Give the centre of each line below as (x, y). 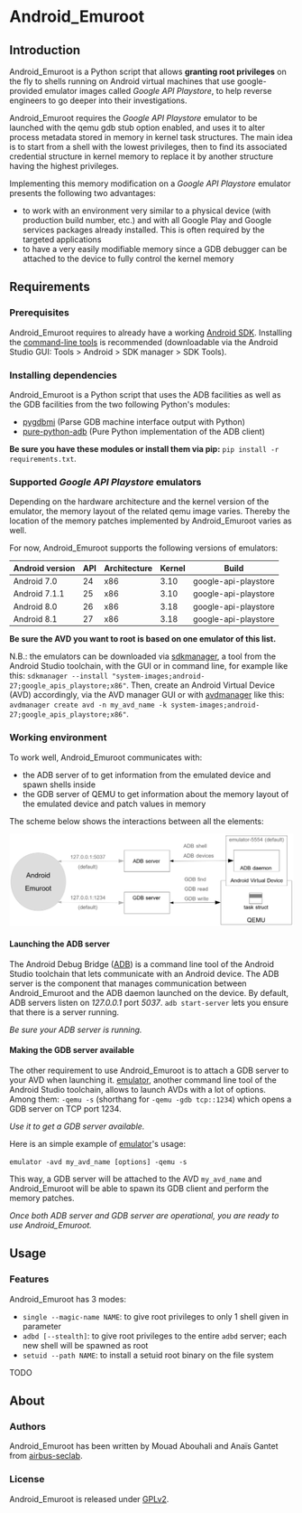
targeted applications (62, 240)
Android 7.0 (35, 581)
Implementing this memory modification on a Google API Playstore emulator (150, 183)
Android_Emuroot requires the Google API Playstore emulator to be (133, 118)
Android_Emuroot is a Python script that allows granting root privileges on (148, 71)
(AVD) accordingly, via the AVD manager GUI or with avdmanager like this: (147, 695)
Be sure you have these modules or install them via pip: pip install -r (144, 448)
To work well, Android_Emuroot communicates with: (106, 757)
